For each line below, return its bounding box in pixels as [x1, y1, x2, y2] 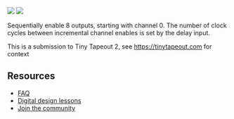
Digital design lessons [17, 96, 82, 105]
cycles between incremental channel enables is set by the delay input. [7, 29, 211, 37]
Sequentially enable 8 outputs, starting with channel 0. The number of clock [7, 21, 227, 30]
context [7, 50, 30, 58]
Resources [7, 70, 56, 82]
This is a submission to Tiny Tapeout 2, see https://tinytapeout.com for [7, 42, 212, 51]
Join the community [17, 104, 76, 112]
